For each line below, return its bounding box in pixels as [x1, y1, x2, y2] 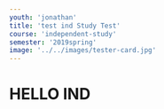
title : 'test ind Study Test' [9, 21, 121, 30]
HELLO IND [9, 84, 91, 105]
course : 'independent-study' [9, 29, 117, 38]
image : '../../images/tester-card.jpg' [9, 46, 157, 55]
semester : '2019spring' [9, 37, 98, 47]
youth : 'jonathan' [9, 12, 77, 22]
